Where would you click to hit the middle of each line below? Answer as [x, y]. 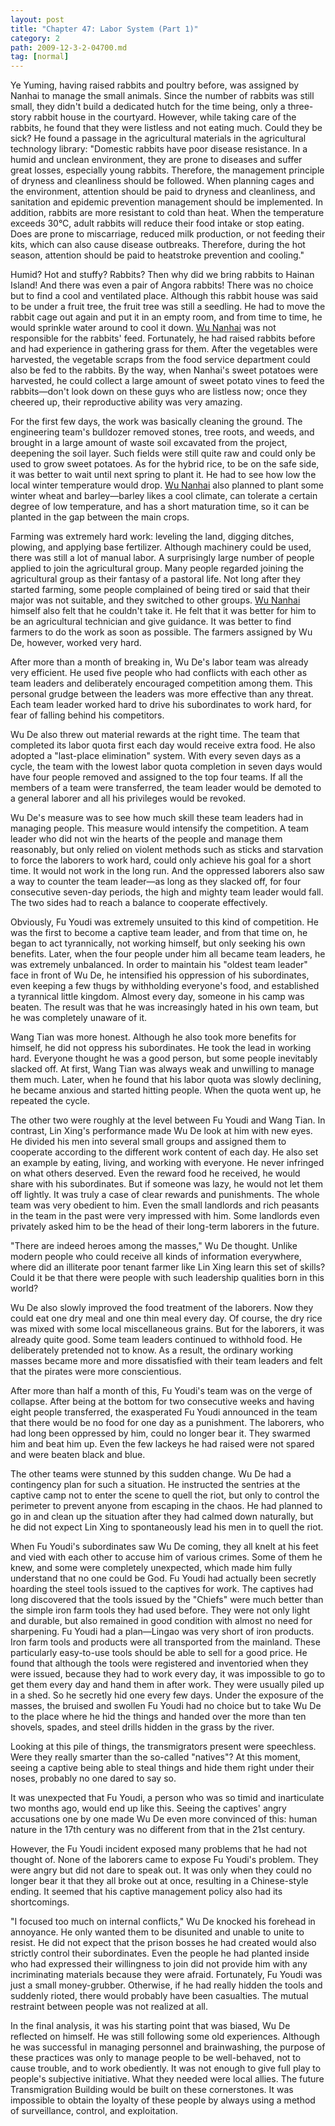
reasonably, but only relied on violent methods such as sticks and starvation [167, 850]
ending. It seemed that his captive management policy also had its [146, 1892]
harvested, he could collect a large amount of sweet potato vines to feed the [167, 381]
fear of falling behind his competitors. [87, 715]
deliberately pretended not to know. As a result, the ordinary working [152, 1350]
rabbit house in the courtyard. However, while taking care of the [165, 117]
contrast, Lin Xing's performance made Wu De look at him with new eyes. [161, 1131]
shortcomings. [40, 1902]
